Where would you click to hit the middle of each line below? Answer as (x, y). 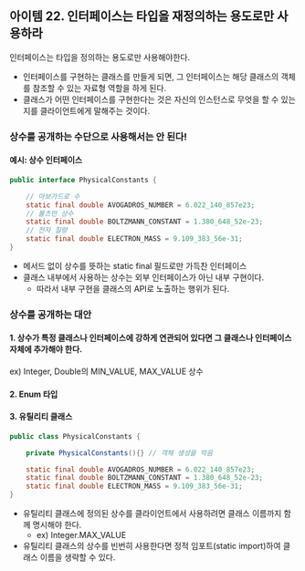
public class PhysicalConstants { (75, 436)
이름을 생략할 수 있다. (78, 557)
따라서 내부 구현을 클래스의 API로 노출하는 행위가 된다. (133, 288)
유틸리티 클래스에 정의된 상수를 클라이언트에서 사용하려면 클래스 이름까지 (152, 514)
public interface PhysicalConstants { (83, 180)
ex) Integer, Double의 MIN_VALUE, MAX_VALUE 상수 (106, 371)
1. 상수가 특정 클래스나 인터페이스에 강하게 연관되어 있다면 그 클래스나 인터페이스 (151, 338)
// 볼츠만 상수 (50, 213)
